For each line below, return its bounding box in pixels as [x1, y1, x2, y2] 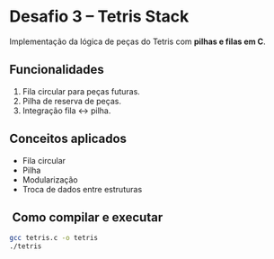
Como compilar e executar [12, 210, 164, 225]
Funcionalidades [9, 62, 105, 77]
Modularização [22, 174, 78, 185]
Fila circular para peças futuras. [22, 85, 141, 96]
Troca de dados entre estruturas [22, 183, 143, 194]
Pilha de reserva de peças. [22, 95, 121, 106]
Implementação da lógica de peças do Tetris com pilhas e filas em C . [9, 36, 267, 47]
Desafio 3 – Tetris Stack [9, 6, 190, 27]
